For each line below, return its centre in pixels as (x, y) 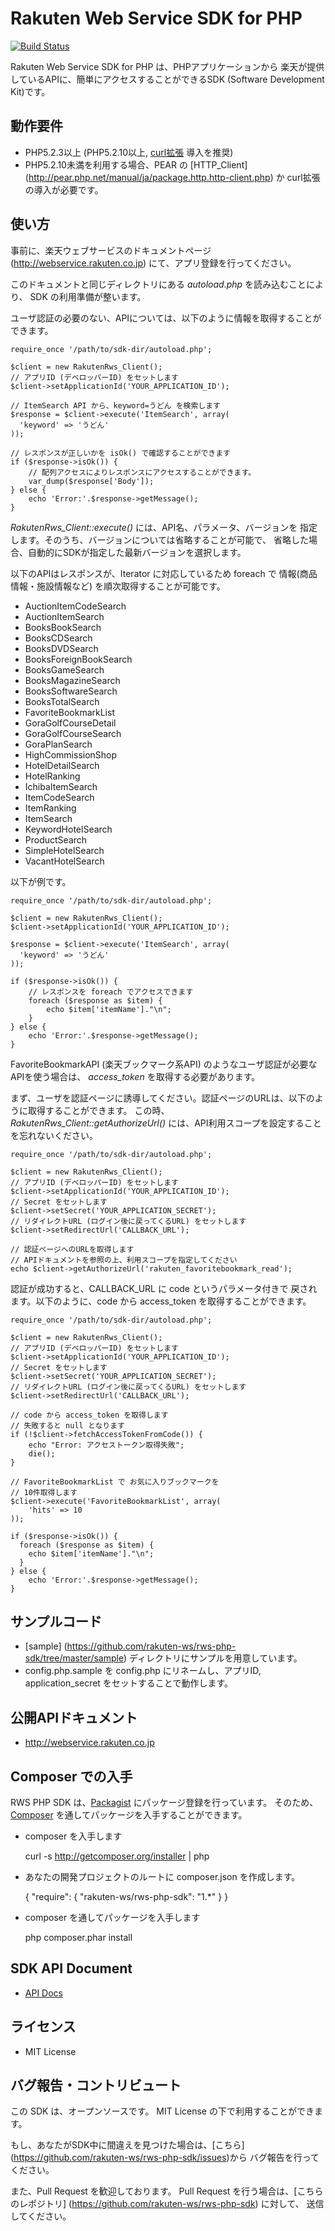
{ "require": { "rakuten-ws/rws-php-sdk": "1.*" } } (126, 1896)
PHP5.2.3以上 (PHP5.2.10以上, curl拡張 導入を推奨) (129, 152)
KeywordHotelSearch (68, 829)
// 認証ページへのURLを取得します (72, 1249)
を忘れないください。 (54, 1135)
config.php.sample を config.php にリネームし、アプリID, (143, 1671)
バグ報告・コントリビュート (96, 2085)
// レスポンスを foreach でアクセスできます (111, 992)
